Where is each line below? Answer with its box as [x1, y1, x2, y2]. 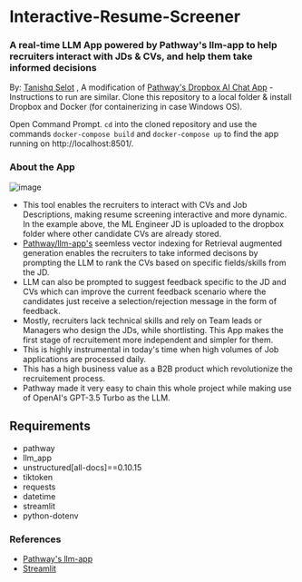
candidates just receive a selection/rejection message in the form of [22, 295, 278, 306]
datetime [22, 490, 56, 501]
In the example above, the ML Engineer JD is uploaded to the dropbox [22, 218, 284, 229]
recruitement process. [22, 372, 106, 383]
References [9, 533, 62, 546]
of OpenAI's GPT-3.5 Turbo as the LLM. [22, 392, 170, 403]
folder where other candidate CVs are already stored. [22, 228, 222, 239]
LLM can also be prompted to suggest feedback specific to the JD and [22, 276, 287, 287]
